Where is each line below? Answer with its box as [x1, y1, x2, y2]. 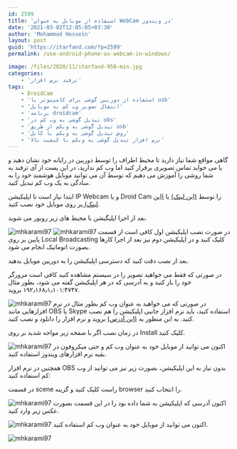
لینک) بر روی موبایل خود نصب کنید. [8, 200, 100, 208]
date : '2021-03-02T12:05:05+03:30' [8, 24, 114, 31]
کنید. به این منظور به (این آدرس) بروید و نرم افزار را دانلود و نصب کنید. [8, 315, 195, 323]
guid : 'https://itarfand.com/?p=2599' [8, 44, 123, 51]
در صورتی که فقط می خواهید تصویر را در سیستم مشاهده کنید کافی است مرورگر [8, 271, 222, 279]
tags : [8, 83, 24, 90]
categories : [8, 69, 43, 77]
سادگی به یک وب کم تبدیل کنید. [8, 178, 91, 187]
